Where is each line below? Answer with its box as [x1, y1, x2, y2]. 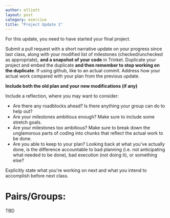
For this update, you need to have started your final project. [5, 36, 131, 42]
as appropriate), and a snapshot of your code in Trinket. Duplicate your [5, 57, 156, 63]
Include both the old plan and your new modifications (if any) [5, 83, 138, 89]
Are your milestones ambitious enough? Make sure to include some [12, 114, 155, 120]
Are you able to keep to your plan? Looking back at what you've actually [12, 141, 165, 147]
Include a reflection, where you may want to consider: [5, 93, 119, 99]
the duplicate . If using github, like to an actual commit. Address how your [5, 68, 160, 74]
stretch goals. [12, 119, 42, 126]
